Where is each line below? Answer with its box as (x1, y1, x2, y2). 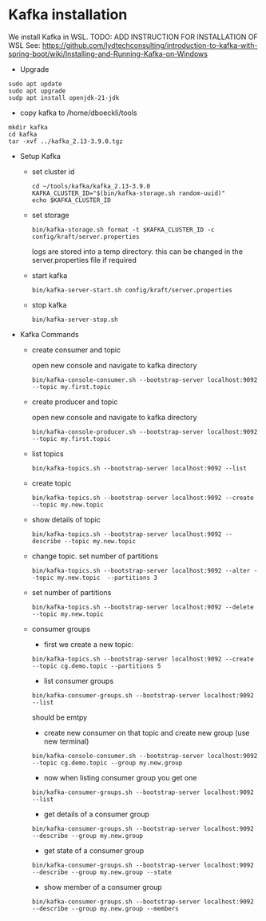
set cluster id (31, 166, 75, 177)
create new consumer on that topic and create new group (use (43, 728, 250, 737)
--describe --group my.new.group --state (31, 868, 172, 876)
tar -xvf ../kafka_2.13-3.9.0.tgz (8, 137, 124, 145)
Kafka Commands (19, 329, 79, 339)
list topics (31, 449, 64, 459)
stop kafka (31, 300, 67, 309)
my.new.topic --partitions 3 (57, 574, 158, 582)
